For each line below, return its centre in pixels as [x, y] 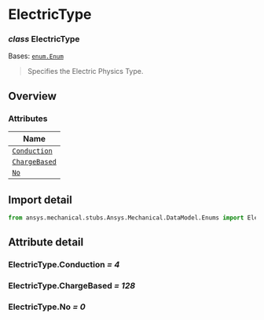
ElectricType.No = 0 [47, 307]
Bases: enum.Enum [36, 56]
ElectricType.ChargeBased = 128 [72, 286]
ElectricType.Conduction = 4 [64, 265]
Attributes [28, 118]
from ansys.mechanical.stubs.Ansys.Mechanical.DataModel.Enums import [126, 218]
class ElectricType [44, 39]
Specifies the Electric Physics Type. [85, 72]
